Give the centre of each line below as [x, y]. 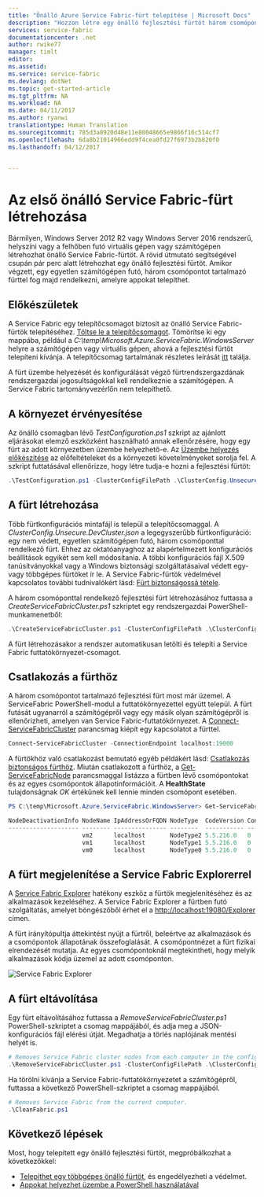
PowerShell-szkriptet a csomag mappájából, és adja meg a [103, 1026]
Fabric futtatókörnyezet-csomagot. [65, 652]
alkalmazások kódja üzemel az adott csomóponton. [91, 959]
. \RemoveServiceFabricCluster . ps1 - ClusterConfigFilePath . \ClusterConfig [133, 1064]
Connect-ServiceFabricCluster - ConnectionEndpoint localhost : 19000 [121, 744]
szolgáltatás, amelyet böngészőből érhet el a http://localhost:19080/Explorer [132, 910]
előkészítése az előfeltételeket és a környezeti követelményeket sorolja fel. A [132, 458]
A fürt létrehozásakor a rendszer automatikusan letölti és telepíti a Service [128, 644]
